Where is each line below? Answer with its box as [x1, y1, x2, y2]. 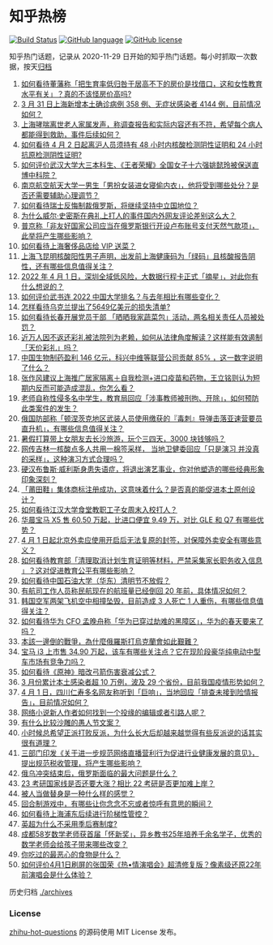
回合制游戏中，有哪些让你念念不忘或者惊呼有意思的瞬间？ [20, 798, 213, 808]
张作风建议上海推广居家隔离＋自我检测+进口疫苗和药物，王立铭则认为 [20, 372, 254, 382]
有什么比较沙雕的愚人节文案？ [20, 717, 121, 727]
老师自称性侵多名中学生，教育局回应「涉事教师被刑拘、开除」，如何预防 [20, 393, 259, 402]
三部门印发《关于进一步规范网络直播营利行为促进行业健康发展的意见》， [20, 748, 259, 758]
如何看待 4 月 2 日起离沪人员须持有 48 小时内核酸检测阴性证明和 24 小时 [20, 140, 262, 149]
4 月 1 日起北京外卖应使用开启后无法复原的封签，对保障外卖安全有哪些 [20, 535, 255, 544]
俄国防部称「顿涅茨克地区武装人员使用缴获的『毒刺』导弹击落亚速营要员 [20, 413, 262, 423]
